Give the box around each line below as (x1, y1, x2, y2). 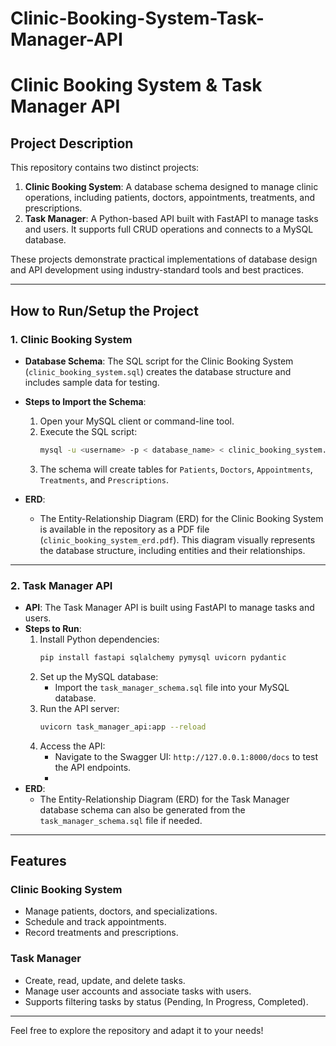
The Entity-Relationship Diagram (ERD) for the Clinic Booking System (39, 512, 324, 524)
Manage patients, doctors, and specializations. (24, 905, 218, 917)
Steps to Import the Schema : (24, 395, 147, 407)
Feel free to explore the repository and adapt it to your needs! (10, 1024, 264, 1036)
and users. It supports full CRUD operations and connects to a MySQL (24, 223, 314, 236)
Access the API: (39, 740, 106, 752)
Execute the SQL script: (39, 425, 138, 437)
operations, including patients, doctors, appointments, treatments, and (24, 192, 316, 204)
